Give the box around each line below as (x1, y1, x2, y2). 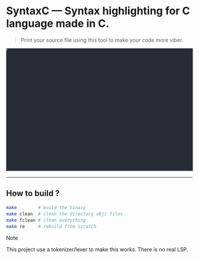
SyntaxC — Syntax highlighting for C (6, 4, 191, 18)
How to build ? (6, 188, 60, 198)
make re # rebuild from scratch (6, 223, 97, 229)
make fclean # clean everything (6, 217, 86, 223)
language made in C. (6, 17, 110, 30)
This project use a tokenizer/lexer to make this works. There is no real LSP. (6, 245, 188, 253)
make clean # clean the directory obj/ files (6, 211, 123, 217)
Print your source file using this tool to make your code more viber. (20, 36, 184, 43)
